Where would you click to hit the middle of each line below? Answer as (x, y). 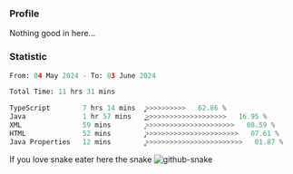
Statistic (28, 57)
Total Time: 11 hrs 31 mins (63, 92)
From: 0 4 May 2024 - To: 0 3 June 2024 (83, 75)
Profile (24, 14)
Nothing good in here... (53, 34)
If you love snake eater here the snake (81, 159)
